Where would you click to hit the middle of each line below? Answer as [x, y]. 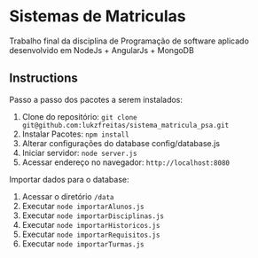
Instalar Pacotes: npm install [76, 134]
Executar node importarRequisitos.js [91, 234]
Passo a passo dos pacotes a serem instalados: [96, 99]
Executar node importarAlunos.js [83, 206]
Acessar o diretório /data [68, 196]
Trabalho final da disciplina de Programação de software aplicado [129, 41]
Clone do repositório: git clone [79, 116]
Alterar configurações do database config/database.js [121, 143]
